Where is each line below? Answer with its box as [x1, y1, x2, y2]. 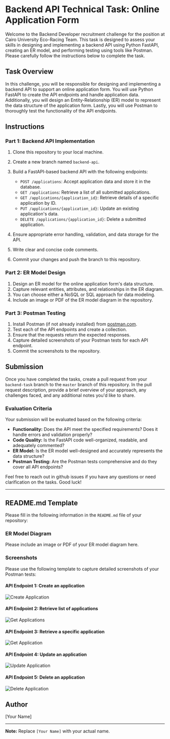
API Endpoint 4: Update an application [5, 651, 87, 657]
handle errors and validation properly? [12, 432, 93, 438]
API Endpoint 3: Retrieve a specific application [5, 629, 105, 635]
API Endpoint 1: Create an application [5, 583, 85, 589]
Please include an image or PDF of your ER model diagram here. [5, 541, 139, 548]
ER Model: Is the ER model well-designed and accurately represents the [12, 448, 163, 454]
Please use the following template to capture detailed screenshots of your [5, 566, 159, 572]
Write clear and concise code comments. [12, 247, 99, 253]
